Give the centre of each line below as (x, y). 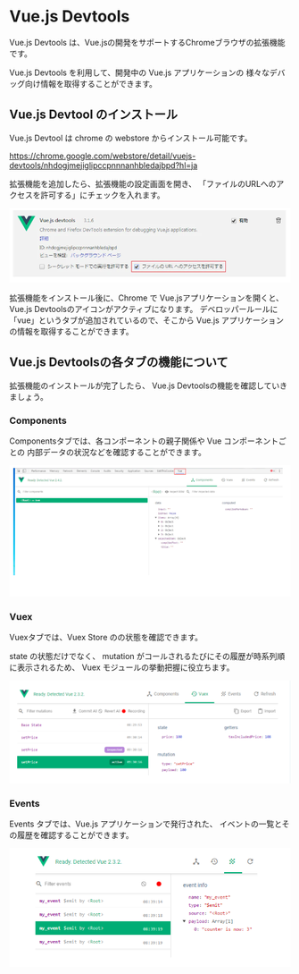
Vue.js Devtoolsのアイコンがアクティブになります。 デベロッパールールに (144, 309)
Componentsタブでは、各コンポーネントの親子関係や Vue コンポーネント (144, 441)
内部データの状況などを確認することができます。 (116, 452)
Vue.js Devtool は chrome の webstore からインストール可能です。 (131, 138)
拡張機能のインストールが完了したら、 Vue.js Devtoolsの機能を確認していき (149, 385)
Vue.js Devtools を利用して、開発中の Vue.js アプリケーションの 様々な (140, 72)
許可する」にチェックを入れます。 (102, 195)
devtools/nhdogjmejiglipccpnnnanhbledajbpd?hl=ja (104, 165)
